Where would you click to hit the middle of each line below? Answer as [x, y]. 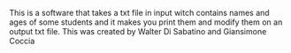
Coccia [22, 41]
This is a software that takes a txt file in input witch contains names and [139, 13]
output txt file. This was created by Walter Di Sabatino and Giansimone [138, 31]
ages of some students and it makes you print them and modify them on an [146, 22]
